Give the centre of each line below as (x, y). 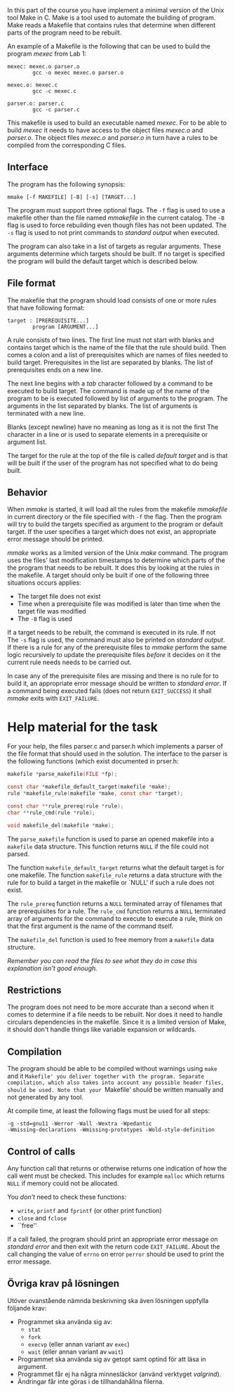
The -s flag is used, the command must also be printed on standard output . (116, 640)
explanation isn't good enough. (53, 968)
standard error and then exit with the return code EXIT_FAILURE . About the (114, 1247)
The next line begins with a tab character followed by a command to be (110, 383)
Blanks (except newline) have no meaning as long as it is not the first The (113, 427)
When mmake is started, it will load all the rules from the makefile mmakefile (117, 509)
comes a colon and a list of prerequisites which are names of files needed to (117, 355)
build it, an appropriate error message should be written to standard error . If (117, 683)
